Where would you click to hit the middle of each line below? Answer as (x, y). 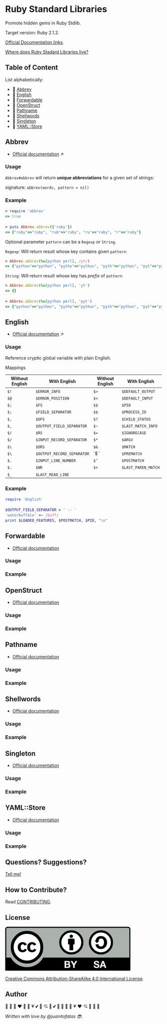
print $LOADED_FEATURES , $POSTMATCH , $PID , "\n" (56, 520)
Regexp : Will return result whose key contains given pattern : (66, 251)
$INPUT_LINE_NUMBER (56, 461)
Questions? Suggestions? (46, 862)
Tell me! (13, 874)
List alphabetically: (24, 79)
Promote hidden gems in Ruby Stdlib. (43, 23)
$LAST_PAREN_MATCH (141, 468)
